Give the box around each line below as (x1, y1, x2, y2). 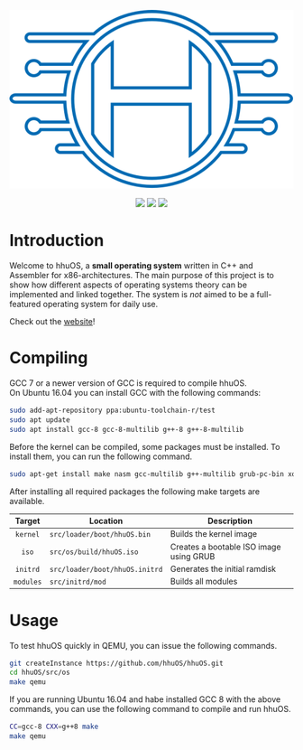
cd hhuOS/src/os (9, 668, 70, 678)
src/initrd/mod (49, 577, 106, 587)
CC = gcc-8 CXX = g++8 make (9, 722, 99, 732)
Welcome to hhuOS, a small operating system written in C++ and (9, 260, 254, 271)
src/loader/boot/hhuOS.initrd (49, 565, 163, 574)
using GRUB (170, 550, 216, 561)
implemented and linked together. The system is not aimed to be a (9, 289, 255, 300)
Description (207, 516, 252, 527)
